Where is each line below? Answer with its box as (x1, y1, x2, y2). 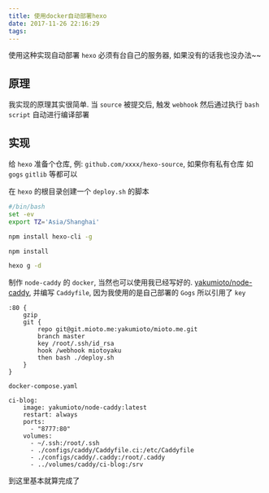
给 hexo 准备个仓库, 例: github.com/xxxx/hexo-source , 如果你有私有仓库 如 (8, 159, 254, 168)
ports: (23, 418, 46, 426)
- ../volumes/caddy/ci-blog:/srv (29, 460, 144, 469)
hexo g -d (8, 262, 42, 270)
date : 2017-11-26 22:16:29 (8, 20, 100, 28)
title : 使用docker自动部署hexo (8, 11, 107, 20)
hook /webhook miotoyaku (37, 347, 122, 355)
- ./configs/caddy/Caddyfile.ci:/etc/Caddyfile (29, 447, 195, 455)
